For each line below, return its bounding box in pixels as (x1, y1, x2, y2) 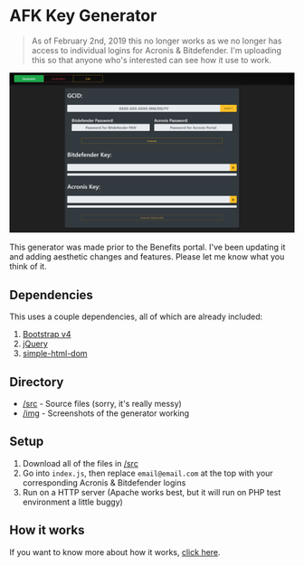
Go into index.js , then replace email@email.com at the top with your (22, 467, 273, 478)
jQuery (22, 338, 48, 349)
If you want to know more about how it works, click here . (9, 546, 221, 557)
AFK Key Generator (9, 5, 157, 26)
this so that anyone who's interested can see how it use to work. (31, 54, 271, 65)
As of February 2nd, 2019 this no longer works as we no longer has (31, 35, 282, 46)
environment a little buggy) (22, 496, 124, 507)
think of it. (9, 261, 47, 272)
